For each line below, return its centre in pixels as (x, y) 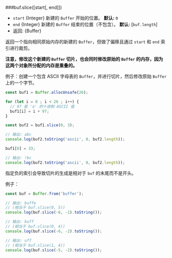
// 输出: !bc (18, 158)
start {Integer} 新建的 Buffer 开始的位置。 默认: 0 (65, 18)
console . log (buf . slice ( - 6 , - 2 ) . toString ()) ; (54, 231)
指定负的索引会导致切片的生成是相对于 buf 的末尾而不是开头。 (71, 173)
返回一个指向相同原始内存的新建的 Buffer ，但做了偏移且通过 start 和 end (82, 42)
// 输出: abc (18, 135)
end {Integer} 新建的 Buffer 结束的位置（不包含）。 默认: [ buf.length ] (85, 24)
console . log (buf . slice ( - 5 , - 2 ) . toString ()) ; (54, 250)
